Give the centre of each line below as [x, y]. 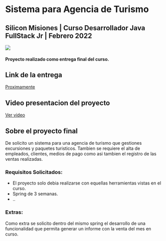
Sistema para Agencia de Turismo [77, 9]
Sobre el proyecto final [41, 131]
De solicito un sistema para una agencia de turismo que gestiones [73, 143]
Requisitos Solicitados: [34, 172]
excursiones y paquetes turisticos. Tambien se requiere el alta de [73, 148]
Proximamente [20, 87]
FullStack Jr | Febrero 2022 [49, 36]
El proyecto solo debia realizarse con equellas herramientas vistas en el [87, 183]
